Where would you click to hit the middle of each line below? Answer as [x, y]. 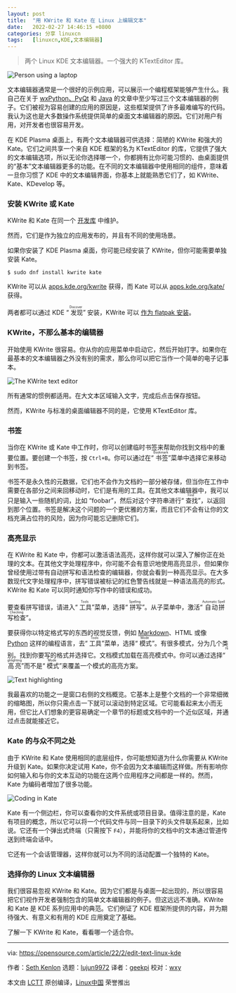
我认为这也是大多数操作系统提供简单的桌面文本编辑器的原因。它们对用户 [112, 116]
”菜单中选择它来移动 [197, 458]
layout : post [26, 14]
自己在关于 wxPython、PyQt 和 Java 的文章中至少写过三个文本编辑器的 [110, 99]
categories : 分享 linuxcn [44, 33]
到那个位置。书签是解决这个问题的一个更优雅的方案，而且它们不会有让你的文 [118, 510]
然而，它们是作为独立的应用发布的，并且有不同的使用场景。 [93, 235]
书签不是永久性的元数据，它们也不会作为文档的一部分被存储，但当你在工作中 [118, 482]
